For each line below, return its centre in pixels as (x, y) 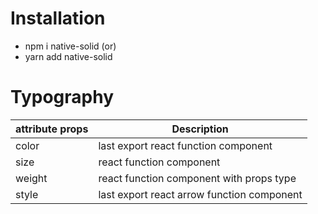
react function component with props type (197, 178)
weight (31, 178)
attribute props (52, 129)
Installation (58, 18)
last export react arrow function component (200, 194)
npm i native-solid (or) (70, 46)
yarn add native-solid (68, 56)
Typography (62, 97)
